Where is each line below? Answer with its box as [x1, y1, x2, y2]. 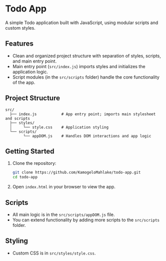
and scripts [5, 116, 30, 121]
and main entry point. [12, 58, 57, 64]
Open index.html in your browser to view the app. [12, 184, 116, 190]
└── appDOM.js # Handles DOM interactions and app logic [23, 133, 151, 138]
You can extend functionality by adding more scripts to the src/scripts [12, 216, 159, 223]
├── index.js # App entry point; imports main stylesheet [10, 111, 156, 117]
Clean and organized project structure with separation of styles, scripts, [12, 53, 161, 59]
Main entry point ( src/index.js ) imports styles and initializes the [12, 63, 145, 69]
